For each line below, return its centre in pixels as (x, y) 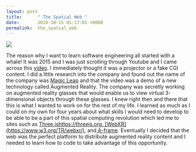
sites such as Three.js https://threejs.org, (55, 124)
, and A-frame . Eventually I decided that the (137, 130)
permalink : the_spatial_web (42, 28)
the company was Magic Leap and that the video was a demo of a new (91, 80)
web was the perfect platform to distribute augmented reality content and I (96, 137)
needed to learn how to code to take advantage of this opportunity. (87, 143)
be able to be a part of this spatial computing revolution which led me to (93, 118)
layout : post (22, 11)
